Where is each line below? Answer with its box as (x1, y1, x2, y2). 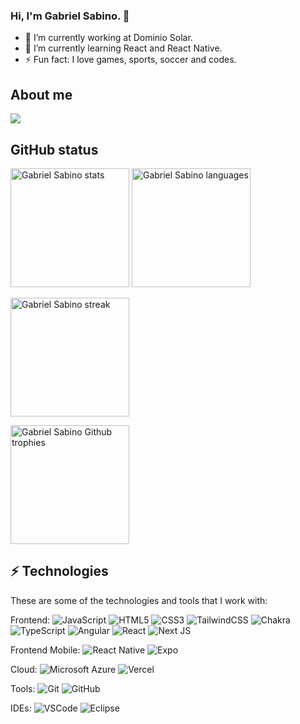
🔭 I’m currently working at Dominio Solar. (24, 32, 193, 44)
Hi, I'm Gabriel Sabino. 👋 (10, 9, 130, 23)
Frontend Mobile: (10, 644, 81, 656)
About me (10, 86, 73, 103)
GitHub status (10, 141, 99, 158)
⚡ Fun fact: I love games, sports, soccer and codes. (24, 54, 237, 66)
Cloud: (10, 663, 38, 675)
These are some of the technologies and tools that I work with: (10, 594, 268, 606)
